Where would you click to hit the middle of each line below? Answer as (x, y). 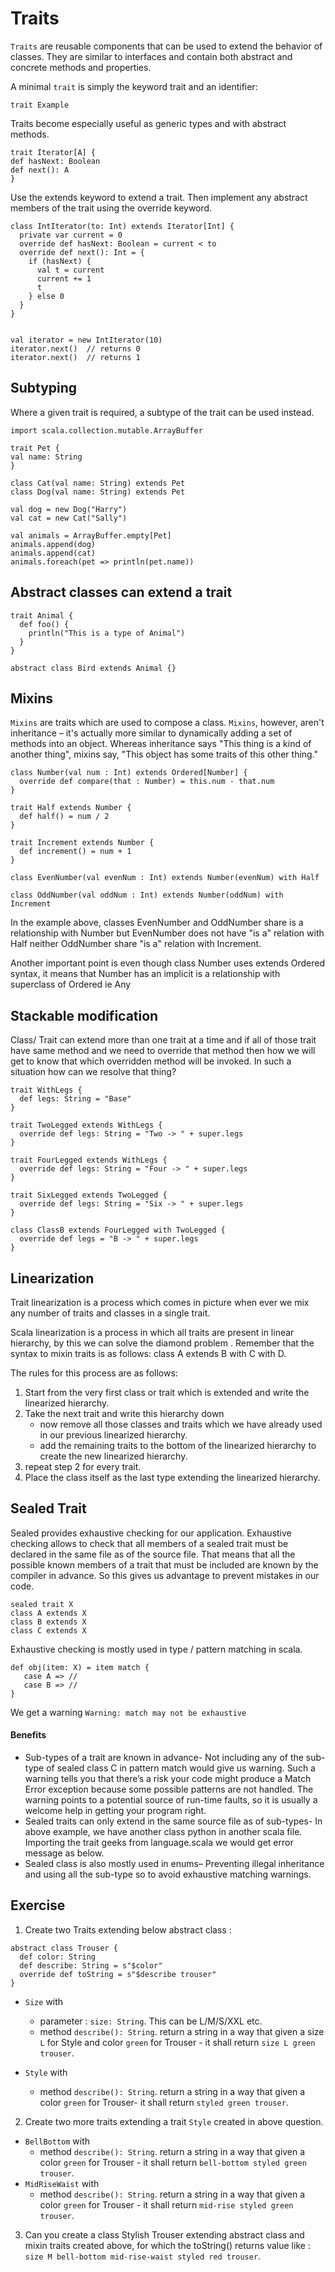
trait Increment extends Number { (82, 843)
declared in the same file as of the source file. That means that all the (153, 1554)
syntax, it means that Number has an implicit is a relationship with (145, 974)
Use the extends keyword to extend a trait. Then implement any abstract (159, 197)
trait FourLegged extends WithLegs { (89, 1160)
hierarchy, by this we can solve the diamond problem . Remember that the (162, 1343)
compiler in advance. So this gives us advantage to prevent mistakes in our (165, 1575)
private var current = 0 (71, 235)
